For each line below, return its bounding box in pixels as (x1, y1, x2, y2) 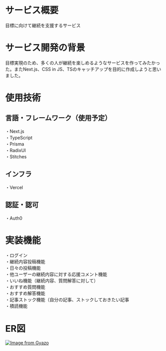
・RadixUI (5, 147, 26, 153)
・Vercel (5, 184, 23, 190)
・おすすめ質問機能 (5, 284, 46, 290)
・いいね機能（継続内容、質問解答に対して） (5, 277, 99, 284)
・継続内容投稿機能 (5, 259, 46, 265)
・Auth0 (5, 215, 23, 221)
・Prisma (5, 141, 24, 147)
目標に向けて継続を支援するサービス (5, 22, 81, 28)
